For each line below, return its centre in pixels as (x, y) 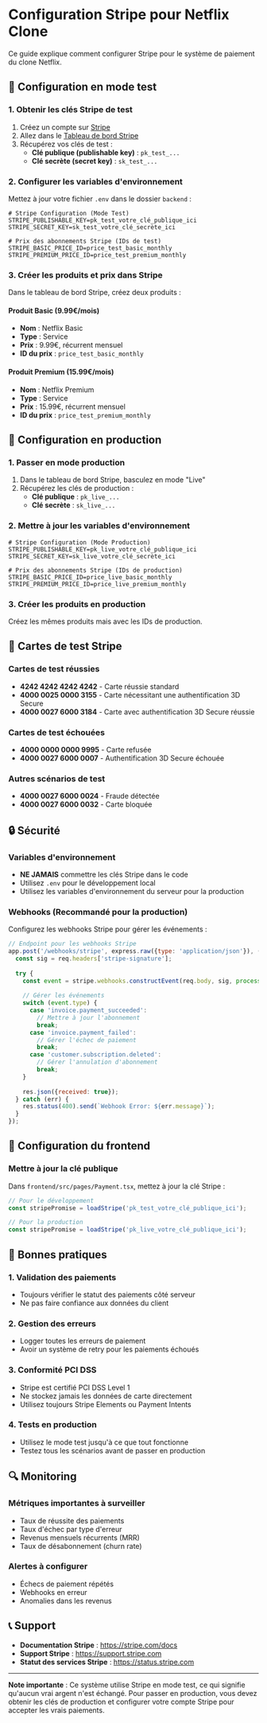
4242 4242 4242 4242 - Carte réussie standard (99, 686)
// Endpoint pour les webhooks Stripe (72, 944)
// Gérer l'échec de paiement (87, 1040)
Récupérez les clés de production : (77, 488)
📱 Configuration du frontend (79, 1146)
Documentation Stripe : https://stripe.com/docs (99, 1645)
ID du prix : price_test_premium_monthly (85, 414)
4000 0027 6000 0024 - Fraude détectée (90, 796)
